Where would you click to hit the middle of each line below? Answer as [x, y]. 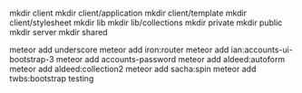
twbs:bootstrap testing [52, 79]
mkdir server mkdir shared [58, 32]
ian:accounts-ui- [262, 50]
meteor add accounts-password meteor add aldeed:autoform [170, 59]
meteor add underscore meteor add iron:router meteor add [119, 50]
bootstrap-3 [32, 59]
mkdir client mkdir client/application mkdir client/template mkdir [128, 13]
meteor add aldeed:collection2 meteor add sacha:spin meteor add [133, 69]
